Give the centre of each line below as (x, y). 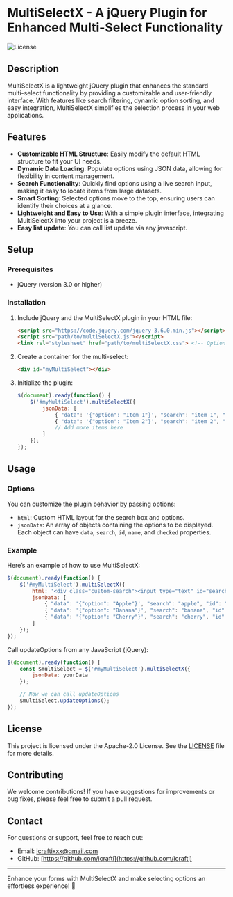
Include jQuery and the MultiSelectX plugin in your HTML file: (105, 317)
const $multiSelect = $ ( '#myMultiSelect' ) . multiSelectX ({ (105, 669)
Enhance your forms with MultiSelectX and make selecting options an (106, 879)
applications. (25, 115)
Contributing (35, 775)
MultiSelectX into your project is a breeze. (77, 220)
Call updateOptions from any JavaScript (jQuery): (78, 649)
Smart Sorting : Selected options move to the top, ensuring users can (116, 198)
